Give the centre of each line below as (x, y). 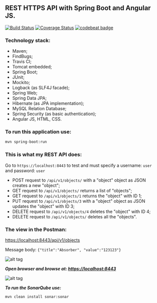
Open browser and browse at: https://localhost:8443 (61, 269)
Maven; (20, 51)
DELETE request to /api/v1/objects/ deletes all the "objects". (75, 216)
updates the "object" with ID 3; (43, 206)
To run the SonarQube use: (33, 288)
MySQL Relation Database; (39, 109)
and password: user (25, 170)
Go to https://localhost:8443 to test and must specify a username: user (78, 165)
